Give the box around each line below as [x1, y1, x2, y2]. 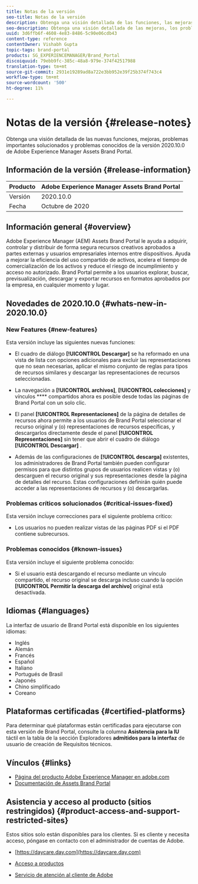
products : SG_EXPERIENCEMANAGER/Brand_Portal [6, 52, 120, 58]
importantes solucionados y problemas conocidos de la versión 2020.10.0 [6, 141, 185, 149]
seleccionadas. [14, 375, 52, 382]
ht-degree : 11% [6, 85, 44, 91]
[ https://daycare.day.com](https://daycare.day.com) [14, 848, 141, 855]
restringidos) [6, 806, 55, 816]
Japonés [14, 677, 37, 684]
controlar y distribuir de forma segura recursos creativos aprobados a [6, 244, 176, 251]
